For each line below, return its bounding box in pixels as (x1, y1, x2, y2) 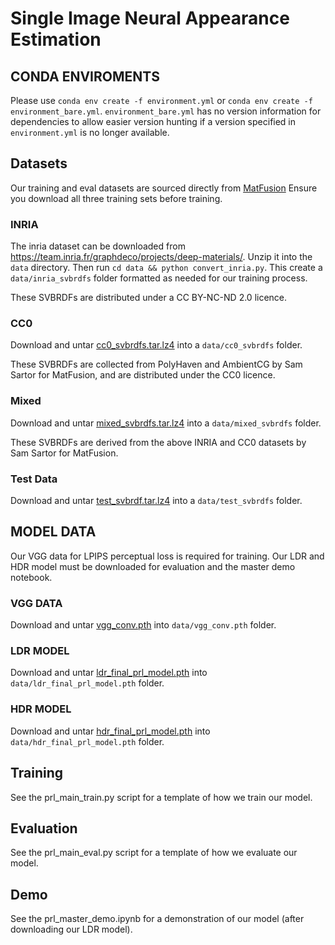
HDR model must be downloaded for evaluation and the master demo (10, 560, 296, 572)
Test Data (10, 472, 58, 486)
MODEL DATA (10, 523, 97, 541)
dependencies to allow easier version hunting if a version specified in (10, 116, 297, 127)
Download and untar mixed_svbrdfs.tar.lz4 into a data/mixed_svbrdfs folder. (10, 417, 322, 429)
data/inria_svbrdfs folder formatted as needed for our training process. (10, 272, 308, 284)
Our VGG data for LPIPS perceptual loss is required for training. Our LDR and (10, 550, 325, 562)
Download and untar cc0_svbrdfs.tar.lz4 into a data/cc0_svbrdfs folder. (10, 339, 303, 351)
